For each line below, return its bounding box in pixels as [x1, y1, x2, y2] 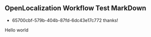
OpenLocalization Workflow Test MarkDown [5, 4, 146, 12]
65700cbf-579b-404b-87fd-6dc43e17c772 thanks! [12, 17, 119, 23]
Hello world [5, 27, 29, 33]
